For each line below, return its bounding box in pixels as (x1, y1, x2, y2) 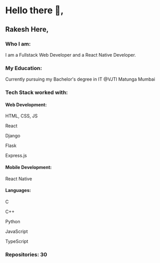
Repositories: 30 (5, 251, 47, 258)
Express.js (5, 153, 27, 159)
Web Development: (5, 102, 47, 108)
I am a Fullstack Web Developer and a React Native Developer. (5, 52, 136, 58)
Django (5, 133, 20, 139)
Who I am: (5, 40, 31, 47)
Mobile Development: (5, 164, 52, 170)
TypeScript (5, 238, 29, 244)
